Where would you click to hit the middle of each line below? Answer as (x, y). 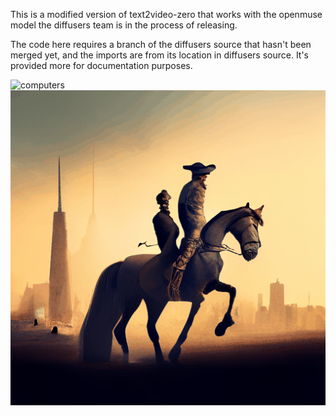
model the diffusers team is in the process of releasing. (124, 25)
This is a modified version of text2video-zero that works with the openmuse (166, 14)
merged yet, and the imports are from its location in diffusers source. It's (160, 55)
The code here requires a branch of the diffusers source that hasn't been (161, 44)
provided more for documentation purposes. (101, 65)
